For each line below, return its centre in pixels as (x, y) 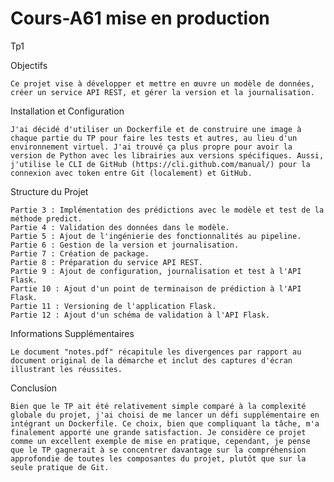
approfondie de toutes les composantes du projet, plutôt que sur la (158, 458)
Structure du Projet (49, 191)
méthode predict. (46, 218)
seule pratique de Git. (60, 467)
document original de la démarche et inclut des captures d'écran (151, 360)
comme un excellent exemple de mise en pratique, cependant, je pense (160, 441)
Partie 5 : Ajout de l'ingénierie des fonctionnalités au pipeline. (156, 236)
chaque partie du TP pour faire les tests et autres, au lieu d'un (154, 138)
